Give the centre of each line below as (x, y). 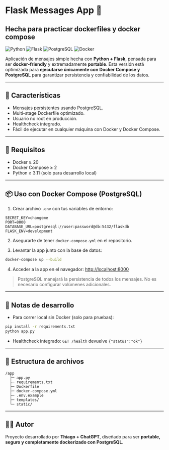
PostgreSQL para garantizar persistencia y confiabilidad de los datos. (77, 75)
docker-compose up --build (33, 260)
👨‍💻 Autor (20, 424)
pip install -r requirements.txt (40, 327)
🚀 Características (33, 96)
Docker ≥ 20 (25, 162)
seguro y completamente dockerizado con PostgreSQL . (64, 442)
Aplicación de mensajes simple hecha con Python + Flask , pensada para (81, 59)
